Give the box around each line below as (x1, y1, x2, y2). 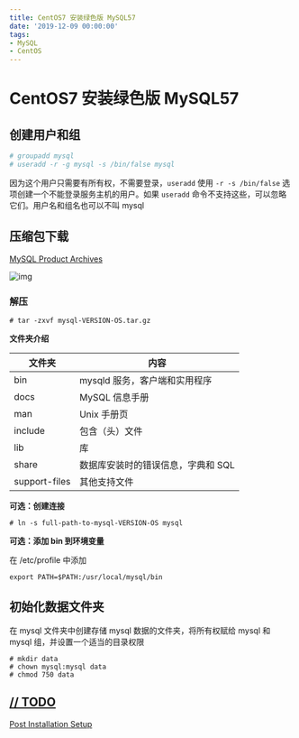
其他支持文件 (79, 475, 134, 488)
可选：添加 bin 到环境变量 (9, 535, 104, 546)
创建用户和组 (9, 127, 81, 143)
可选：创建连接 (9, 500, 65, 511)
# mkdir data (9, 654, 59, 663)
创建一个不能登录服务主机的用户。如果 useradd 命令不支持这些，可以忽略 (16, 189, 286, 199)
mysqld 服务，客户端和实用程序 (79, 374, 213, 386)
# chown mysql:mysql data (9, 662, 106, 671)
